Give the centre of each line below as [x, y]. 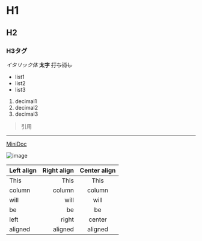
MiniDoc [17, 144]
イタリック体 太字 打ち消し [39, 65]
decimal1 [26, 101]
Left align [23, 170]
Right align [58, 170]
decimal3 [26, 114]
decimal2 [26, 107]
